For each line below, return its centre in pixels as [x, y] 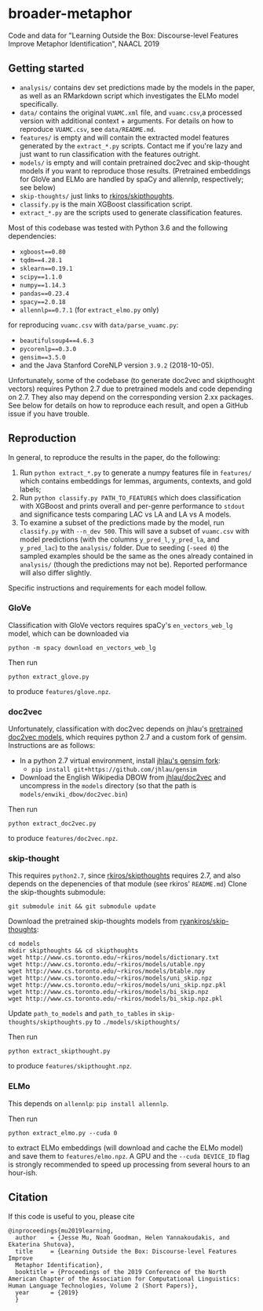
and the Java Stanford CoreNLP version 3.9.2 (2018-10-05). [117, 365]
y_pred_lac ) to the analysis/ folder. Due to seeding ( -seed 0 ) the [124, 547]
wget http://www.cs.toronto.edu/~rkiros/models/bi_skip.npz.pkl [115, 999]
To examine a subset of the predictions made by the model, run [122, 522]
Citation [28, 1198]
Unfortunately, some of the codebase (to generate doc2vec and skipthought [131, 380]
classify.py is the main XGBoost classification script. [106, 204]
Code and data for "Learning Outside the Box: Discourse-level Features [123, 35]
